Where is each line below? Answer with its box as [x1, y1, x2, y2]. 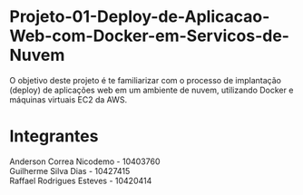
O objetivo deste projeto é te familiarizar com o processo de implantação [9, 74, 281, 85]
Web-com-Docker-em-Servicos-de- [9, 25, 290, 46]
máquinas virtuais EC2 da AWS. [9, 93, 128, 105]
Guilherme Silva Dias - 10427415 [9, 165, 131, 176]
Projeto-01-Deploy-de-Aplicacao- [9, 6, 270, 27]
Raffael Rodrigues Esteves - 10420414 [9, 175, 152, 186]
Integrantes [9, 126, 99, 147]
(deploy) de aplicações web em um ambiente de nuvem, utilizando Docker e [9, 84, 294, 95]
